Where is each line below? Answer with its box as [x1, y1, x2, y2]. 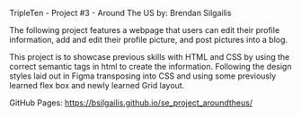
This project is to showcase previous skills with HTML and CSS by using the [9, 52, 290, 62]
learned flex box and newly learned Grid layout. [9, 80, 185, 90]
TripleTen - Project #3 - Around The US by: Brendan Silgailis [9, 8, 232, 18]
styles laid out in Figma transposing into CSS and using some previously [9, 71, 277, 81]
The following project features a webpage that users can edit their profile [9, 25, 280, 35]
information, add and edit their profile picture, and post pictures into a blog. [9, 35, 288, 45]
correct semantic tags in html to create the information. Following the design [9, 62, 292, 71]
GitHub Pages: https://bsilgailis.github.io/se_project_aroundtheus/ [9, 97, 253, 108]
